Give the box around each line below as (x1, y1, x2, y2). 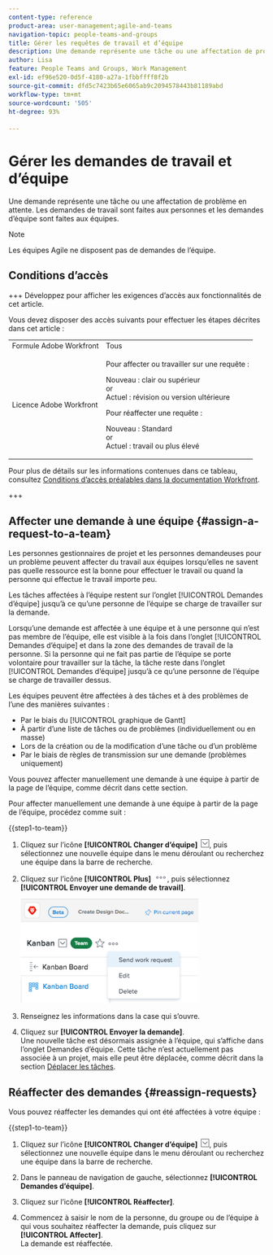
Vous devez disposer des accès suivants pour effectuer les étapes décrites (8, 314, 261, 325)
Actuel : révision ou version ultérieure (105, 391, 231, 402)
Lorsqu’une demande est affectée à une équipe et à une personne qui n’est (8, 623, 260, 633)
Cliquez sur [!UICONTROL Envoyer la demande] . (19, 1027, 185, 1037)
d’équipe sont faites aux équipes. (8, 214, 119, 224)
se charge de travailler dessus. (8, 676, 111, 685)
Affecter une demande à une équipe (8, 514, 194, 528)
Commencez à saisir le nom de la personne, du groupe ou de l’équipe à (19, 1213, 259, 1222)
